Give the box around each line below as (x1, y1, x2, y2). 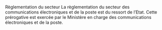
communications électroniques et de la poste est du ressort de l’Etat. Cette (5, 9, 157, 15)
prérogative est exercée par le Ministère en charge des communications (5, 15, 152, 20)
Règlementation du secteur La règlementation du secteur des (5, 4, 130, 10)
